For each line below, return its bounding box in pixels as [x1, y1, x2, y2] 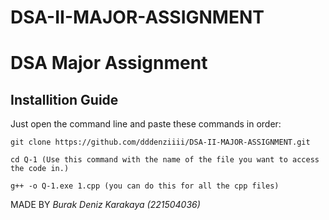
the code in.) [10, 164, 70, 174]
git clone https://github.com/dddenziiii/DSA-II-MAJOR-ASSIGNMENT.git [10, 137, 311, 148]
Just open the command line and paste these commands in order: [10, 118, 282, 130]
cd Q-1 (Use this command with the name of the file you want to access [10, 155, 320, 165]
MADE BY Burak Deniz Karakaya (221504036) [10, 199, 201, 211]
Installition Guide [10, 91, 119, 108]
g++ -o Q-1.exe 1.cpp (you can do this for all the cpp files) [10, 181, 280, 191]
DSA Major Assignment [10, 52, 208, 75]
